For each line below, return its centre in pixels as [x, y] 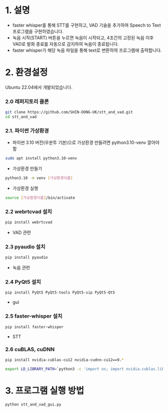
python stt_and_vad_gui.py [33, 404]
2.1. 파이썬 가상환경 [27, 130]
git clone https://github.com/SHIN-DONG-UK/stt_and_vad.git [69, 112]
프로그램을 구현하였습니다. [38, 31]
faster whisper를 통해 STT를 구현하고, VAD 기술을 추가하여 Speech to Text [86, 25]
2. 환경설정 [26, 73]
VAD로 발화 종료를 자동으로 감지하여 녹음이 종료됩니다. [65, 44]
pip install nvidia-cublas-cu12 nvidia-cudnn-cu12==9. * [64, 360]
